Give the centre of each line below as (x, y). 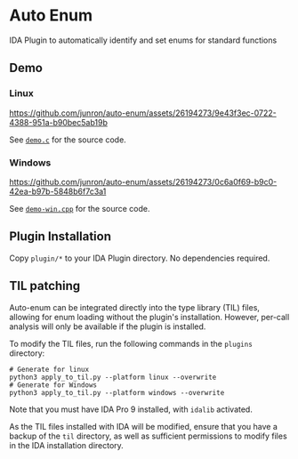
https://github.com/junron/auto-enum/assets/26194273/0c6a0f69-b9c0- (143, 181)
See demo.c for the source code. (68, 140)
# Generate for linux (49, 369)
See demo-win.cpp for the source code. (80, 208)
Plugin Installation (60, 237)
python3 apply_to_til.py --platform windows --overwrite (117, 392)
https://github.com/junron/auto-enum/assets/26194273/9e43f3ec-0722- (143, 113)
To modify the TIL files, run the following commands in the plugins (131, 343)
